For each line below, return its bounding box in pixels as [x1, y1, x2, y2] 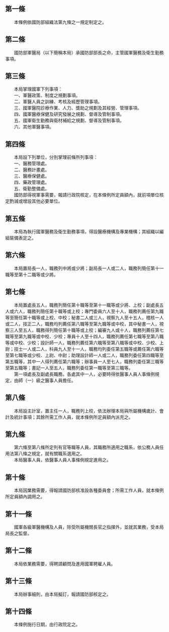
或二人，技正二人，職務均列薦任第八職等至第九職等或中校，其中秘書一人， [5, 321, 159, 327]
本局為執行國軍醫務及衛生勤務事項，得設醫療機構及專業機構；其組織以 [14, 229, 159, 235]
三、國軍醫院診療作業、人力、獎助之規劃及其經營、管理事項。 [14, 105, 142, 111]
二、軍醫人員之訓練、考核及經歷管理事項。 [14, 98, 102, 104]
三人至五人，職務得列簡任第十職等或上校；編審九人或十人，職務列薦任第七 [9, 327, 164, 333]
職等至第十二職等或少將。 [5, 271, 58, 277]
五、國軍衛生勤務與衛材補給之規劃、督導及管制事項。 [14, 118, 124, 124]
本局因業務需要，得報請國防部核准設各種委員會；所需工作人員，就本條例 [14, 487, 164, 493]
